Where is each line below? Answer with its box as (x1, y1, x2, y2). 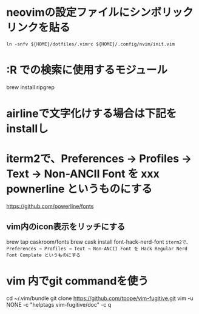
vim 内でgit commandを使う (6, 274, 149, 288)
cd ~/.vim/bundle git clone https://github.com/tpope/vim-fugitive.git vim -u (6, 295, 194, 302)
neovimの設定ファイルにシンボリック (6, 5, 194, 19)
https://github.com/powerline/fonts (6, 202, 94, 210)
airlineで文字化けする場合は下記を (6, 107, 177, 121)
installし (6, 122, 49, 136)
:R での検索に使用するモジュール (6, 63, 168, 77)
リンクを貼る (6, 21, 71, 35)
